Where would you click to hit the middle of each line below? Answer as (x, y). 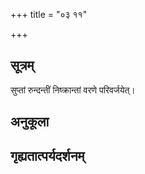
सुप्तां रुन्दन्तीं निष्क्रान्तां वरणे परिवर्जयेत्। (73, 90)
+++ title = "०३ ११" (49, 14)
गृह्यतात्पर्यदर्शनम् (47, 155)
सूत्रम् (22, 65)
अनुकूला (30, 122)
